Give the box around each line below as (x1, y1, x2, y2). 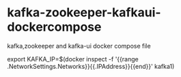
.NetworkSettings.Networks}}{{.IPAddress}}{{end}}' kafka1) (7, 62, 175, 70)
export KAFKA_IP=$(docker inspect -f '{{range (7, 55, 139, 63)
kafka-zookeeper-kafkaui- (7, 5, 162, 20)
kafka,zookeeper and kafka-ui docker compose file (7, 42, 152, 50)
